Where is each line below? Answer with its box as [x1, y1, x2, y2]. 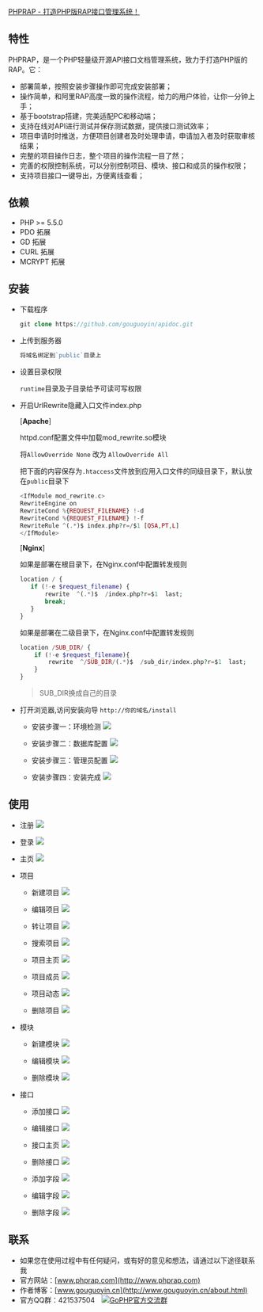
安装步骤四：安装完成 [31, 772, 101, 782]
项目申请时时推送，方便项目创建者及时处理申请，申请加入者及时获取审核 [19, 131, 255, 140]
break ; [44, 597, 66, 606]
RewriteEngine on [19, 500, 77, 508]
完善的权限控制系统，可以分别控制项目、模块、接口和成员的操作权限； [19, 161, 249, 170]
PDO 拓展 [19, 227, 51, 236]
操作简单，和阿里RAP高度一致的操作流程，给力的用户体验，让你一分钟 [19, 91, 249, 101]
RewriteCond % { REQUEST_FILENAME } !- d [19, 506, 145, 515]
